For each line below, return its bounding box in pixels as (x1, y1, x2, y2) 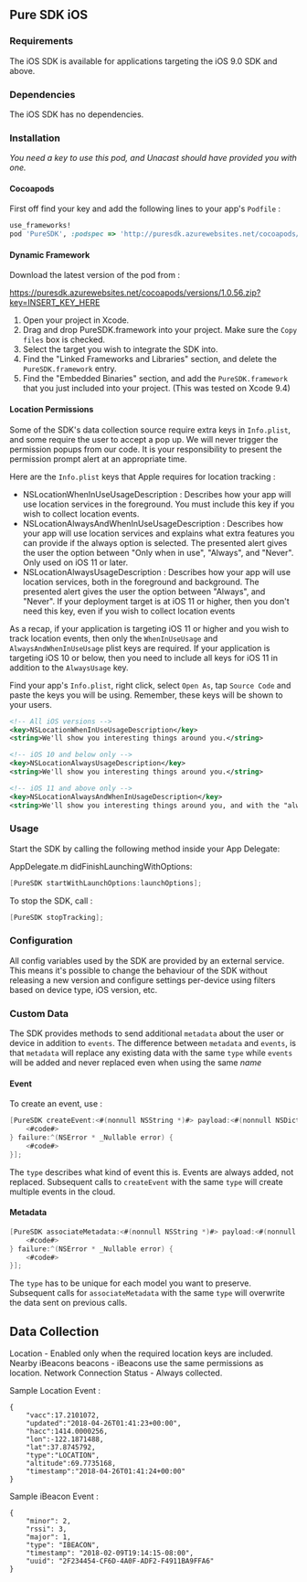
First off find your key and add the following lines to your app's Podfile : (9, 203, 281, 214)
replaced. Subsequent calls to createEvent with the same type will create (9, 1176, 283, 1187)
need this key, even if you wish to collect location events (22, 605, 236, 616)
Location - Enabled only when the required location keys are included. (9, 1348, 274, 1359)
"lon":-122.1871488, (26, 1435, 104, 1444)
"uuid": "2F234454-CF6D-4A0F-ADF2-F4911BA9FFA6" (26, 1556, 215, 1566)
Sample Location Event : (9, 1385, 101, 1396)
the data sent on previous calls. (9, 1298, 128, 1309)
